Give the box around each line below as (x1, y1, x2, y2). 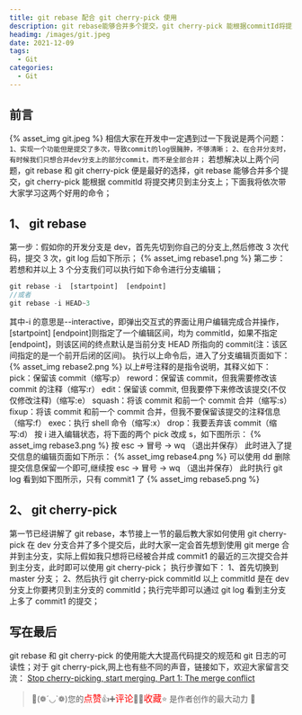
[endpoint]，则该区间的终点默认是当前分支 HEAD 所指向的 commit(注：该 (9, 339, 280, 349)
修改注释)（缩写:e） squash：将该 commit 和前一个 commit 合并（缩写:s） (16, 395, 292, 406)
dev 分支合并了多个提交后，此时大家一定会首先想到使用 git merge (37, 539, 280, 550)
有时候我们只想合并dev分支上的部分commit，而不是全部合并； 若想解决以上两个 (9, 154, 271, 165)
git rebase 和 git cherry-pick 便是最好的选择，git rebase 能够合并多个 (24, 165, 281, 175)
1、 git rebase (9, 216, 87, 231)
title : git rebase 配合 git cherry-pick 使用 (9, 13, 178, 22)
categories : (9, 64, 54, 73)
